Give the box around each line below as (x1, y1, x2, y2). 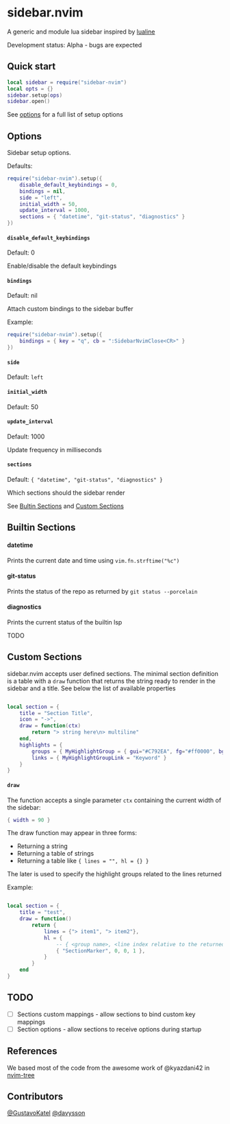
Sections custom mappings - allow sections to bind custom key (16, 1010, 196, 1018)
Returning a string (16, 842, 68, 850)
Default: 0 (7, 248, 36, 257)
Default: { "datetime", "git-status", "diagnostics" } (7, 475, 163, 483)
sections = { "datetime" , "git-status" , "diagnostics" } (19, 213, 186, 220)
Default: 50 (7, 403, 39, 411)
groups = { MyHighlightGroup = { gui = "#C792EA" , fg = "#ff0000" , (31, 748, 216, 755)
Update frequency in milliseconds (7, 445, 102, 454)
